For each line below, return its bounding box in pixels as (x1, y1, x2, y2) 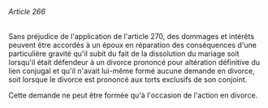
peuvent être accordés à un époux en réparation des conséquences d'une (8, 41, 257, 50)
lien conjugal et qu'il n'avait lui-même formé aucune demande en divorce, (8, 66, 255, 76)
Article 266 (8, 6, 46, 16)
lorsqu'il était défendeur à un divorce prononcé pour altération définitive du (8, 58, 261, 67)
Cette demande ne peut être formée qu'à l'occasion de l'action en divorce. (8, 90, 258, 101)
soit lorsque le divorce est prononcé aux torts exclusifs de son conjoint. (8, 75, 248, 84)
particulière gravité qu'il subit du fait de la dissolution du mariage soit (8, 49, 240, 58)
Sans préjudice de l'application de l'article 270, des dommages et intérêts (8, 32, 254, 41)
